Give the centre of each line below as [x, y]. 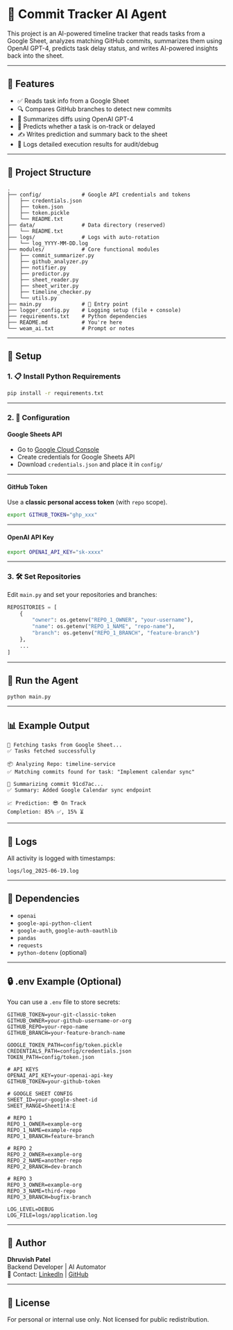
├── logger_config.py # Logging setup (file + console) [94, 310]
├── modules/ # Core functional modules [83, 249]
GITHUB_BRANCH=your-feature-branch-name [67, 1033]
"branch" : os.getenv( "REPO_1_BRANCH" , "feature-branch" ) [116, 633]
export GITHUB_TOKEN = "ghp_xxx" [52, 515]
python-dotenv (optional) [52, 952]
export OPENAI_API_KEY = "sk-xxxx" [55, 552]
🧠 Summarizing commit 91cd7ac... [55, 785]
